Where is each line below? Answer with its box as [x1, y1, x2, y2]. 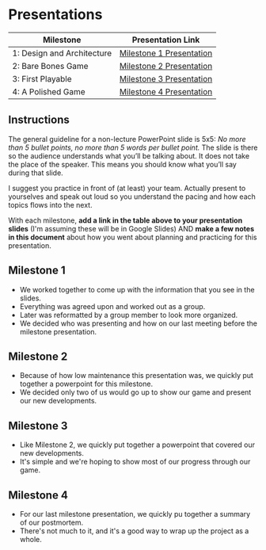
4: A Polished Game [12, 86, 85, 97]
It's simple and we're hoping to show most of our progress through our [19, 457, 251, 467]
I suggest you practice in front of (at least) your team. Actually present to [8, 183, 246, 193]
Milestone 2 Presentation [119, 60, 213, 71]
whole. [19, 535, 42, 544]
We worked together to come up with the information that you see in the [19, 285, 255, 294]
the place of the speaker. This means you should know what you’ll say [8, 159, 237, 169]
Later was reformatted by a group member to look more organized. [19, 310, 238, 319]
